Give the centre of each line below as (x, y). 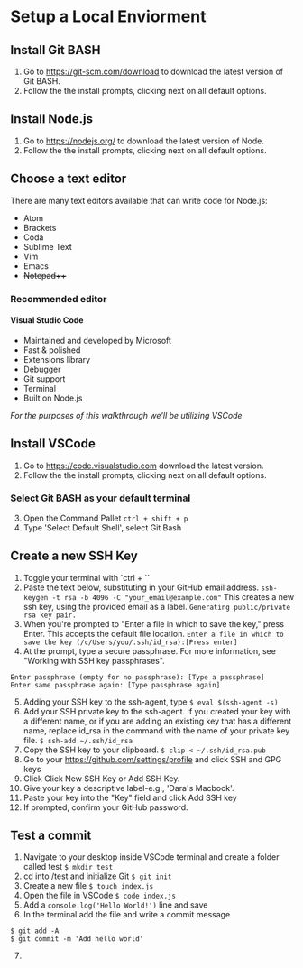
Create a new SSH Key (74, 556)
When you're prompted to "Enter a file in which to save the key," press (154, 623)
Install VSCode (53, 444)
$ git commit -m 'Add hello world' (77, 939)
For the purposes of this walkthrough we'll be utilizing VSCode (126, 415)
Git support (44, 378)
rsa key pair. (50, 615)
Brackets (40, 227)
